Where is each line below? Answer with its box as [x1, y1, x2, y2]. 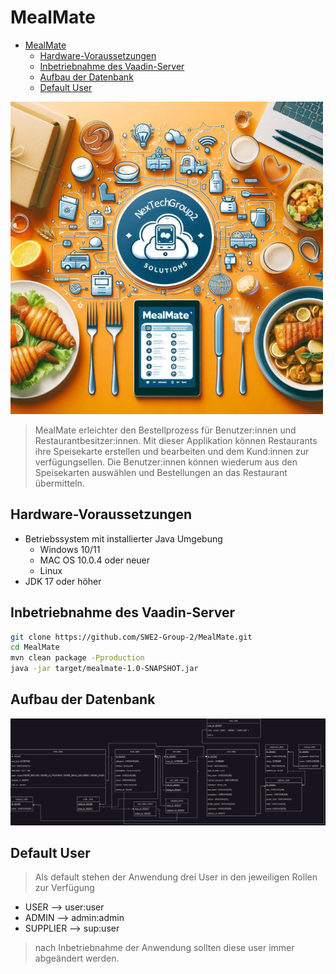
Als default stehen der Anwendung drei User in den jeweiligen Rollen [34, 871, 318, 883]
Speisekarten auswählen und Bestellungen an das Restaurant [34, 466, 288, 478]
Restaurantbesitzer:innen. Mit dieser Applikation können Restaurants [34, 434, 318, 446]
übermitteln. [34, 477, 85, 489]
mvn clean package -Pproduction [10, 653, 145, 663]
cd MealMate [10, 642, 60, 653]
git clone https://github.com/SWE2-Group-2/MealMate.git [10, 632, 253, 642]
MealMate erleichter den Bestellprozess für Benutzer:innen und [34, 424, 297, 436]
